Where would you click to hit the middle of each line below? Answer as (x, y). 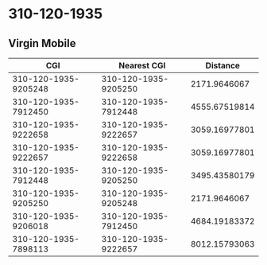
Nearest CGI (142, 66)
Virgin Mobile (42, 43)
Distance (223, 66)
